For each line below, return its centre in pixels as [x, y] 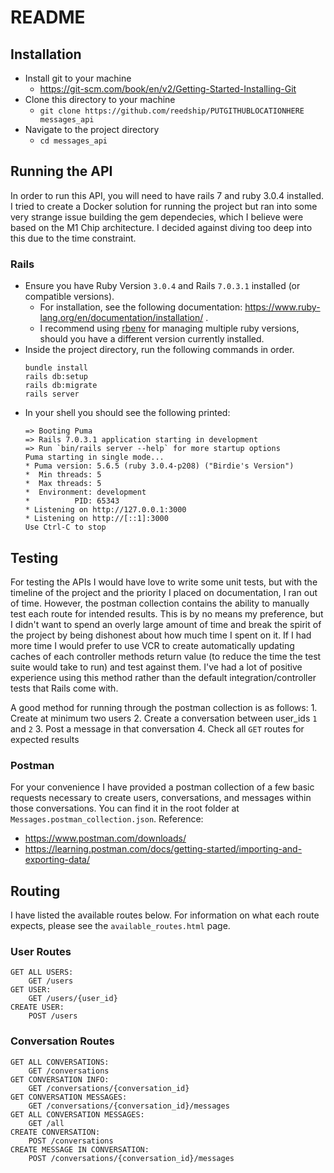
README [48, 17]
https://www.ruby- [282, 307]
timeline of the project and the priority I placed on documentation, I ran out [164, 592]
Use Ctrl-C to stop [65, 527]
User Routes [41, 951]
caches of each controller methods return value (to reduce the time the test [166, 656]
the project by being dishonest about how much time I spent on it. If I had [161, 635]
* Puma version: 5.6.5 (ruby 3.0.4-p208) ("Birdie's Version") [159, 466]
